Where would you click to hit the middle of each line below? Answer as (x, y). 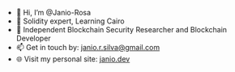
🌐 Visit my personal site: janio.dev (73, 59)
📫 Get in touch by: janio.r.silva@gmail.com (88, 47)
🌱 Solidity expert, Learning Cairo (70, 21)
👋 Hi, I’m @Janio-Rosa (53, 13)
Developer (33, 38)
